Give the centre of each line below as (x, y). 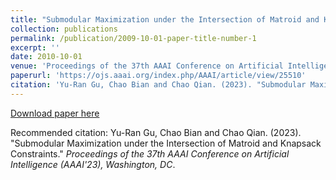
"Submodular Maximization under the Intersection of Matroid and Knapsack (166, 143)
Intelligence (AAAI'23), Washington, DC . (93, 164)
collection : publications (64, 29)
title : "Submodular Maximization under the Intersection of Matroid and (165, 19)
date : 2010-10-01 (46, 57)
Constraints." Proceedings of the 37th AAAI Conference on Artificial (150, 153)
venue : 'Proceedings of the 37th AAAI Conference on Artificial (147, 66)
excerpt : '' (35, 47)
